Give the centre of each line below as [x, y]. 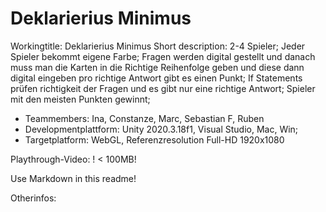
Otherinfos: [33, 198]
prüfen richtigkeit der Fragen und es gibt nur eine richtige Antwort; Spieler [163, 88]
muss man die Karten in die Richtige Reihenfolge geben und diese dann [157, 67]
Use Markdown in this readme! [73, 178]
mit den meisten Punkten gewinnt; [80, 99]
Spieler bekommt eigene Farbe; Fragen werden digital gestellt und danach [163, 56]
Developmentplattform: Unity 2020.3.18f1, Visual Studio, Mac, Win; [161, 129]
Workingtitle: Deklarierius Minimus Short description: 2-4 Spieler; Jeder [158, 46]
